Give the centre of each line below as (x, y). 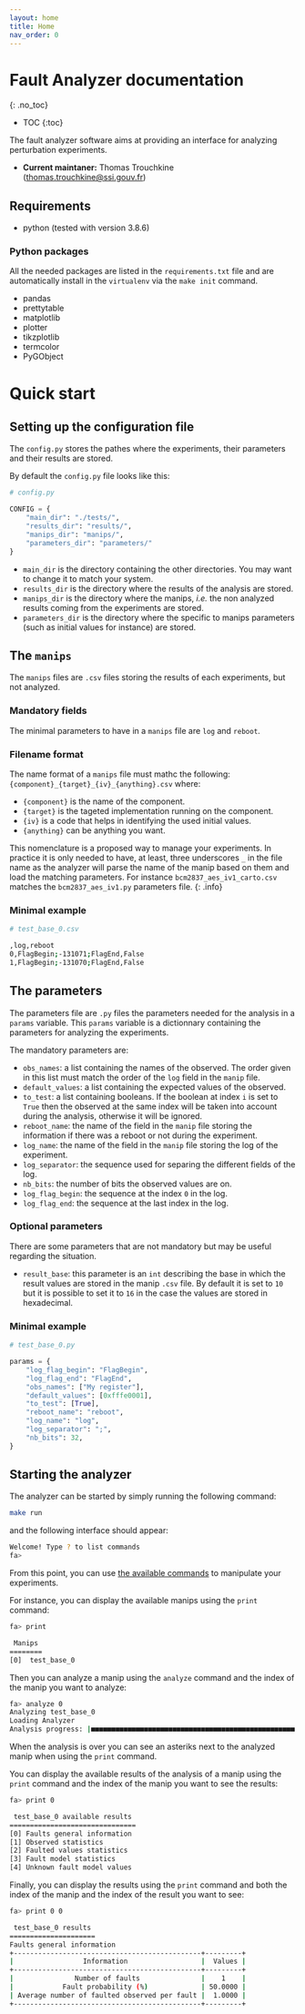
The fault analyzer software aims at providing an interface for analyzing (143, 140)
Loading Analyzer (42, 1721)
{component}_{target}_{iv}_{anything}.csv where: (105, 783)
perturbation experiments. (58, 150)
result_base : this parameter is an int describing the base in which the (154, 1273)
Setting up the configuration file (102, 427)
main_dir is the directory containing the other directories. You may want (157, 569)
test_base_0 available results (72, 1816)
